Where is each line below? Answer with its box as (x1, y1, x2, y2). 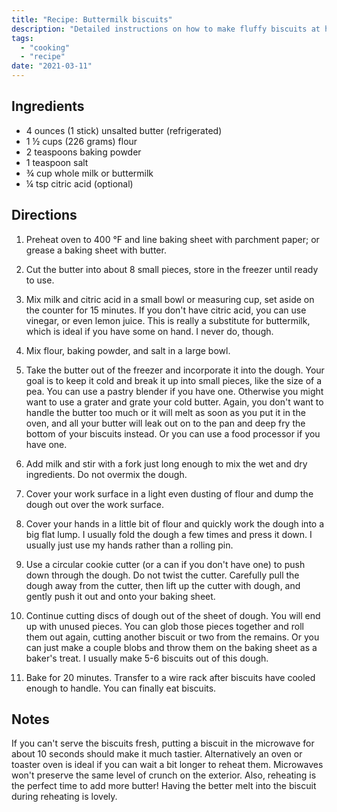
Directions (11, 207, 78, 224)
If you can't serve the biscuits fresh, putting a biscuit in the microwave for (11, 737, 315, 750)
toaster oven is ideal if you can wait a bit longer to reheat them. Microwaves (11, 759, 324, 771)
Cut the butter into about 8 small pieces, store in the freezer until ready (25, 263, 319, 275)
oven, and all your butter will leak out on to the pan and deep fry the (25, 417, 306, 429)
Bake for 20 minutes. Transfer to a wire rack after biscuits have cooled (25, 671, 316, 683)
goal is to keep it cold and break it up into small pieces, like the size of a (25, 374, 323, 386)
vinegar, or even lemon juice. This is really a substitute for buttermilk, (25, 314, 311, 326)
